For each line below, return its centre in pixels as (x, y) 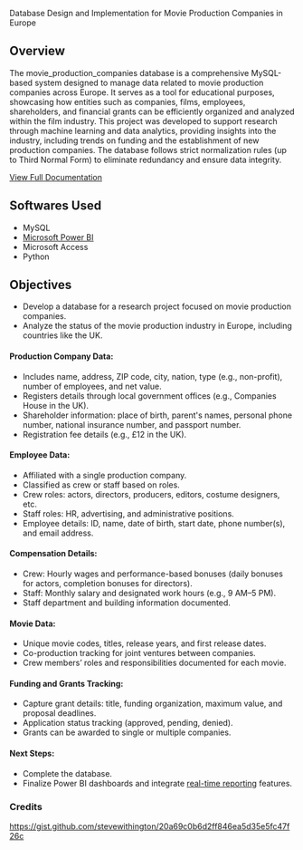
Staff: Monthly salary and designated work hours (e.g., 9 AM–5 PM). (149, 594)
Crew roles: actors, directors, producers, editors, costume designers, (151, 494)
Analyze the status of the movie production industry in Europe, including (157, 326)
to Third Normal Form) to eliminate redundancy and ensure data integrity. (146, 159)
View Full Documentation (56, 177)
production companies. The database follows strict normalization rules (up (148, 150)
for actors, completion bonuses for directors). (107, 584)
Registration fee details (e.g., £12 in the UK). (104, 434)
